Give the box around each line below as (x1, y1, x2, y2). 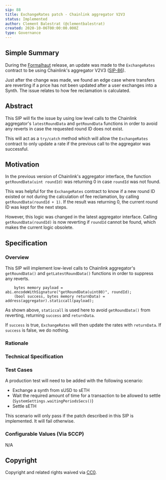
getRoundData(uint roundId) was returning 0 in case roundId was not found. (5, 179, 161, 185)
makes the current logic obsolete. (5, 224, 74, 230)
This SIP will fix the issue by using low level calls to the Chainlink (5, 115, 137, 121)
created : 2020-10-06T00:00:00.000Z (5, 26, 79, 31)
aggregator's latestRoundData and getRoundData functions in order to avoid (5, 120, 158, 126)
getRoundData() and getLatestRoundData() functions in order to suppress (5, 271, 154, 277)
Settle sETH (12, 403, 37, 409)
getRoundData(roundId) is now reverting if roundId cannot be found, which (5, 219, 156, 225)
